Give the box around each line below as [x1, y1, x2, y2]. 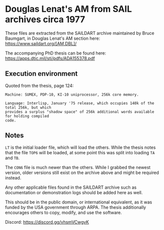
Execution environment [5, 70, 78, 78]
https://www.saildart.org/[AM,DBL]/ [5, 40, 77, 46]
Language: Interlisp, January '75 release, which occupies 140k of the [5, 101, 154, 106]
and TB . [5, 155, 20, 161]
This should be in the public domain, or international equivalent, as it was [5, 199, 152, 205]
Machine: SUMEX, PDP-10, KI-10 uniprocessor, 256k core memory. [5, 92, 139, 97]
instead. [5, 174, 22, 180]
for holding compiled [5, 114, 49, 118]
